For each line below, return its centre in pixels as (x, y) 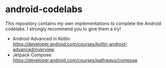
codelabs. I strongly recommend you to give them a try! (63, 28)
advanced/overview (34, 49)
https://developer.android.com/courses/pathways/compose (75, 60)
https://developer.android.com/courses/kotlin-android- (70, 44)
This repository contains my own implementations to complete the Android (83, 23)
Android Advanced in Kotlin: (42, 39)
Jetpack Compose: (32, 55)
